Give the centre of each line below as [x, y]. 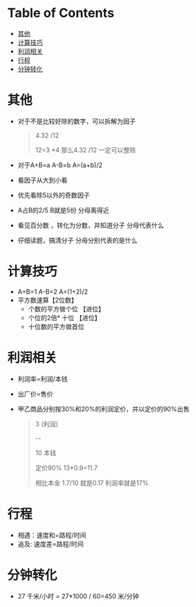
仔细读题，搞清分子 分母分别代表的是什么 [77, 240]
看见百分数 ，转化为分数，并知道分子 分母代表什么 [91, 225]
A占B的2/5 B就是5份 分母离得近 [63, 210]
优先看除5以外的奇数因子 [54, 195]
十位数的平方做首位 [56, 327]
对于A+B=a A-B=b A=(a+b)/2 [60, 165]
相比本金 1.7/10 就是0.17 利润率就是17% [92, 482]
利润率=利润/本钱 [43, 379]
